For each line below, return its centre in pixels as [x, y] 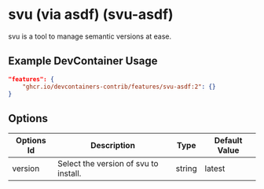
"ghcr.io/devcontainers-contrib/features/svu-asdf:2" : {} [119, 87]
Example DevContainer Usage [83, 61]
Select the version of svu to [108, 164]
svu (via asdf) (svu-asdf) [91, 15]
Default [228, 141]
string [187, 169]
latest [215, 169]
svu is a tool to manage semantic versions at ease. [90, 36]
